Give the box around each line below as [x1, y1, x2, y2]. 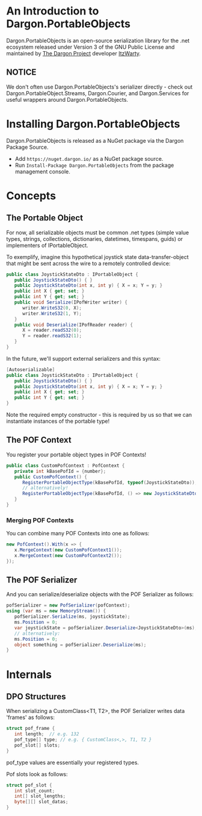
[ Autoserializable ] [6, 366, 55, 373]
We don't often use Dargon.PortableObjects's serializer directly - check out [6, 83, 193, 90]
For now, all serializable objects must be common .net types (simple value [6, 229, 189, 236]
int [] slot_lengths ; [14, 793, 66, 799]
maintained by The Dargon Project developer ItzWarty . [6, 49, 141, 57]
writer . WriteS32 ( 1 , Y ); [22, 310, 82, 317]
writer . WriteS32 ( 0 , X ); [22, 305, 82, 311]
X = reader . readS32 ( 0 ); [22, 327, 82, 334]
